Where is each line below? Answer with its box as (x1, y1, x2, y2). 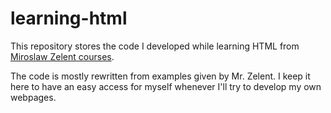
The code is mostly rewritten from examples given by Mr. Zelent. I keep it (10, 70, 311, 82)
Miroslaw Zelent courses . (10, 50, 115, 62)
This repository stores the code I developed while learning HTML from (10, 40, 300, 52)
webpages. (10, 91, 57, 103)
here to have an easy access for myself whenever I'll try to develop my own (10, 80, 322, 92)
